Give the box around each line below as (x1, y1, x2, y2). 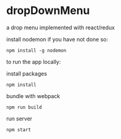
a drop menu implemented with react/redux (6, 24, 115, 31)
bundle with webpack (6, 92, 61, 99)
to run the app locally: (6, 58, 61, 65)
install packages (6, 69, 47, 77)
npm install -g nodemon (6, 47, 67, 54)
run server (6, 115, 32, 122)
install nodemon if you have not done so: (6, 35, 108, 43)
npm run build (6, 104, 43, 110)
